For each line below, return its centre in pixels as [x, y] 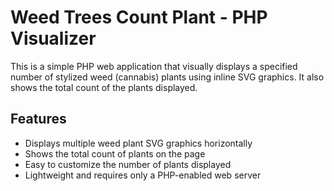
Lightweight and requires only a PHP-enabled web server [143, 175]
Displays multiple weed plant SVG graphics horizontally [138, 143]
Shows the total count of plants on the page [115, 153]
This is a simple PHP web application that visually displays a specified [154, 66]
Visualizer [53, 38]
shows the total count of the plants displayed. [104, 87]
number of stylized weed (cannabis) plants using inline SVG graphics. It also [167, 77]
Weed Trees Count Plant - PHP [139, 17]
